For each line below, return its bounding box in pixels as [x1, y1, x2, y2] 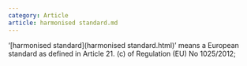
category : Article [8, 11, 69, 20]
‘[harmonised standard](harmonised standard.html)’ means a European [8, 40, 239, 49]
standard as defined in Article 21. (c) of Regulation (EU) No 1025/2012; [8, 49, 237, 58]
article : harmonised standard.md [8, 19, 118, 27]
